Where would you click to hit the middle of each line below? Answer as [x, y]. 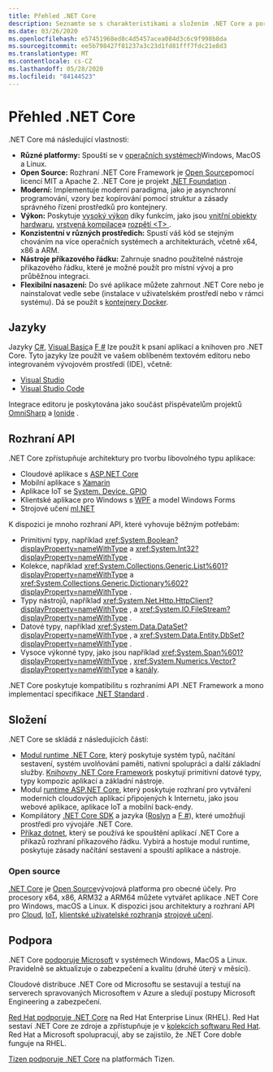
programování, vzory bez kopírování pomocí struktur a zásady [124, 198]
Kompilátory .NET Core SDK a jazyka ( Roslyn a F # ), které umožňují [132, 815]
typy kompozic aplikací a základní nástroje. [92, 781]
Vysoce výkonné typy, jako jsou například [90, 652]
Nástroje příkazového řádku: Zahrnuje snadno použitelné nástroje [132, 259]
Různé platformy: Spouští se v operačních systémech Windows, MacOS [141, 155]
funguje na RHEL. [37, 1044]
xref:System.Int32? [167, 549]
